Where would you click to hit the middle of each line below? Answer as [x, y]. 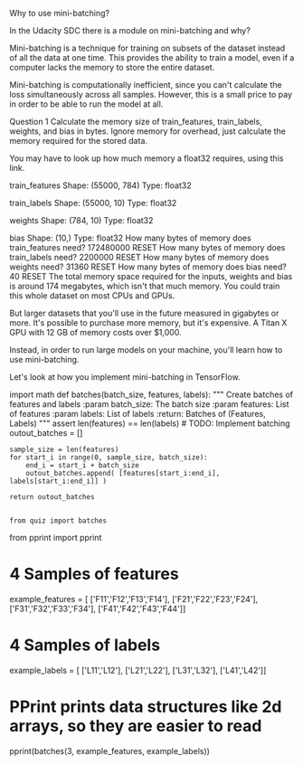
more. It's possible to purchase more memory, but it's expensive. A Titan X [148, 323]
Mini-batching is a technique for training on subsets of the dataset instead [147, 48]
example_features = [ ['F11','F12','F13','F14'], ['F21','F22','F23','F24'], [134, 599]
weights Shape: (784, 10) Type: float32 [81, 220]
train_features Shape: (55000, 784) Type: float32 [100, 185]
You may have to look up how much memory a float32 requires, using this [147, 158]
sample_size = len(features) [64, 449]
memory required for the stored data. [78, 141]
